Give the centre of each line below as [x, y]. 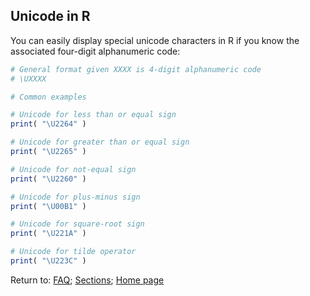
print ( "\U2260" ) [48, 179]
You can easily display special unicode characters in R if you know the [155, 40]
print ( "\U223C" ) [48, 261]
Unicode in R [50, 16]
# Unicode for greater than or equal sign [100, 142]
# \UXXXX [28, 79]
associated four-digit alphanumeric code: [95, 51]
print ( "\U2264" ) [48, 124]
